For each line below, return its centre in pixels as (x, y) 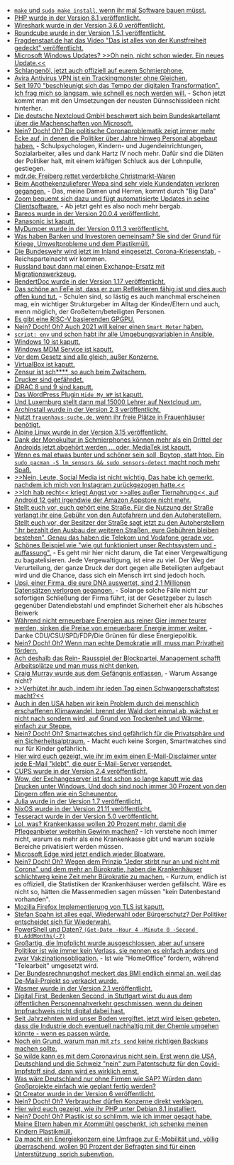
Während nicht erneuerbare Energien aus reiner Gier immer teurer (110, 620)
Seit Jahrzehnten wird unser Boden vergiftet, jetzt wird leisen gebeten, (117, 1018)
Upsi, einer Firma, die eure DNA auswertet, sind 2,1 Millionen (102, 583)
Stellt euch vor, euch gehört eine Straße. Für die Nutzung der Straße (114, 507)
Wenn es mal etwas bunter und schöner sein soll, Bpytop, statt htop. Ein (119, 455)
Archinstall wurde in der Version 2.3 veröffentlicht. (87, 409)
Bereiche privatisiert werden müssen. (69, 846)
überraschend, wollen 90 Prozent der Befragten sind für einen (105, 1147)
